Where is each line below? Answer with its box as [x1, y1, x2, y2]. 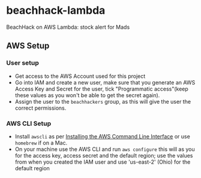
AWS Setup [6, 41, 50, 51]
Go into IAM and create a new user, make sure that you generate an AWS [14, 79, 196, 86]
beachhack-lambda [6, 4, 106, 17]
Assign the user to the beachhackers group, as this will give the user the [14, 98, 191, 105]
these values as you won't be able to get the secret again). [14, 91, 160, 99]
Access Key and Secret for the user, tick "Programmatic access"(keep [14, 85, 189, 92]
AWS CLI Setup [6, 119, 52, 128]
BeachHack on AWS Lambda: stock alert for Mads [6, 23, 130, 31]
